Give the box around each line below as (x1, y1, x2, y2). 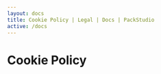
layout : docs (7, 10, 45, 17)
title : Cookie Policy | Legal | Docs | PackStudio (7, 16, 155, 23)
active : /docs (7, 23, 48, 29)
